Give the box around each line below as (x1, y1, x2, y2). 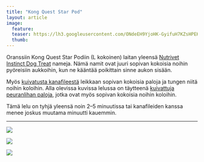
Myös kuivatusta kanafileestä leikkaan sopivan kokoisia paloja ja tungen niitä (6, 78, 198, 85)
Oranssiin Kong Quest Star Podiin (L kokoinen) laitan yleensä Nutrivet (6, 54, 180, 60)
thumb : (12, 37, 29, 43)
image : (6, 20, 23, 26)
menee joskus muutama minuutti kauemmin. (6, 109, 117, 116)
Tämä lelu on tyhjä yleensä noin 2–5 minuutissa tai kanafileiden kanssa (6, 103, 183, 109)
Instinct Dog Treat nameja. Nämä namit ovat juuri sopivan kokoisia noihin (6, 60, 188, 67)
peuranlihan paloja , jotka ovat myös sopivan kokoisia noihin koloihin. (6, 91, 177, 98)
